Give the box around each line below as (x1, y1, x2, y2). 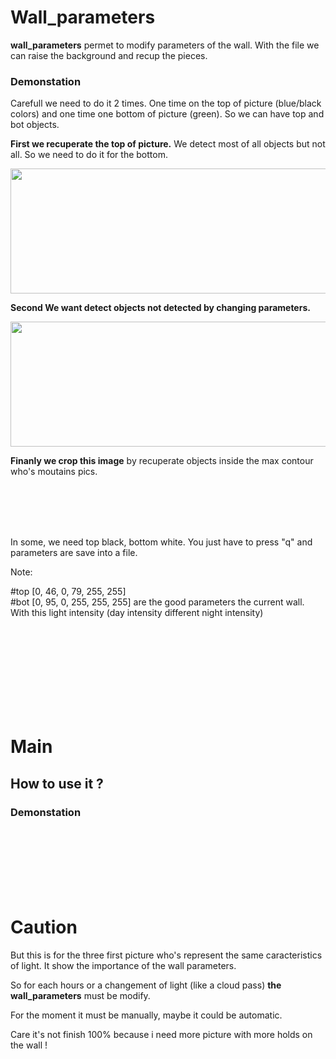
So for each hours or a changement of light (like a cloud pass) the (10, 979, 282, 991)
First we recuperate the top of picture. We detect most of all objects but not (10, 138, 326, 150)
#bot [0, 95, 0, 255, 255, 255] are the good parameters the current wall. (10, 596, 305, 608)
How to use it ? (10, 775, 104, 792)
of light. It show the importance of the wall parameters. (10, 960, 237, 972)
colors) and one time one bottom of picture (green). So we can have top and (10, 108, 325, 120)
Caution (10, 916, 78, 939)
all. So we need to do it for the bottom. (10, 149, 168, 161)
